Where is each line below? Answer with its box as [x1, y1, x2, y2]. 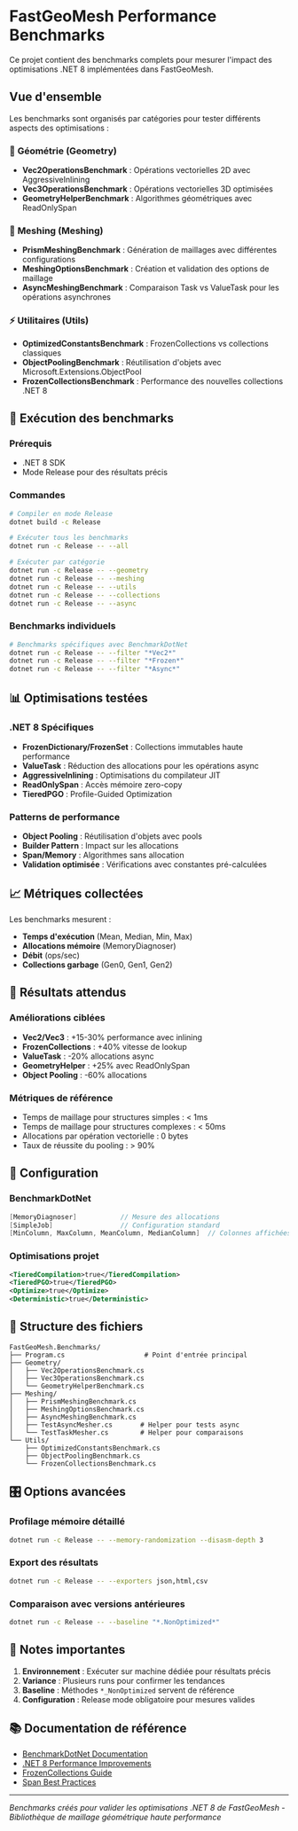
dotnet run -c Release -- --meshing [9, 574, 145, 583]
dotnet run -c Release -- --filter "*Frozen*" [9, 656, 184, 666]
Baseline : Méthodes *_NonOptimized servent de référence [21, 1685, 235, 1695]
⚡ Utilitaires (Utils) [9, 315, 90, 327]
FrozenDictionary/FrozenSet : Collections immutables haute [21, 741, 244, 752]
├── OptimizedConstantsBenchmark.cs [25, 1444, 161, 1452]
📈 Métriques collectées [9, 886, 144, 901]
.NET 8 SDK [21, 458, 66, 468]
